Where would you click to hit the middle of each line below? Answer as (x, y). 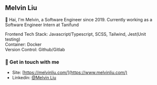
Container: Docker (23, 44)
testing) (13, 39)
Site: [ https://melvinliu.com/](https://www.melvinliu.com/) (70, 72)
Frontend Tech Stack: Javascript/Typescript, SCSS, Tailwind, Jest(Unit (76, 34)
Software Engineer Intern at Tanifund (42, 25)
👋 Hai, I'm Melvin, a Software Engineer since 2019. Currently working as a (79, 19)
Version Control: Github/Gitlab (35, 49)
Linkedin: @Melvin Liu (34, 78)
